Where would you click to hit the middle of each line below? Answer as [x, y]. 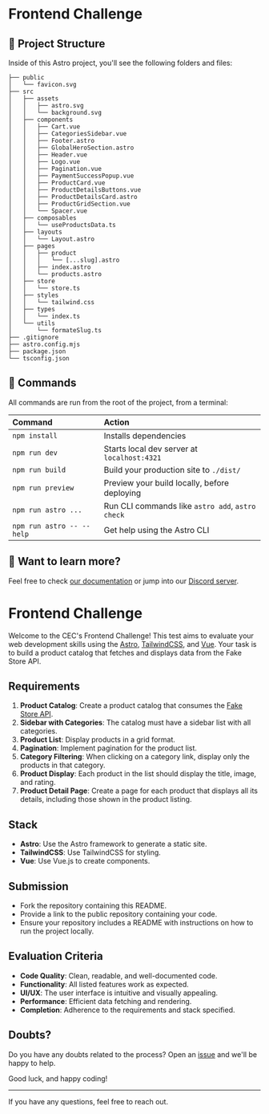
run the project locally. [57, 931]
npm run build [39, 470]
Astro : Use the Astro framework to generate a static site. [113, 844]
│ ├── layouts [35, 232]
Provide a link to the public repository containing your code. [118, 914]
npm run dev [35, 453]
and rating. [38, 783]
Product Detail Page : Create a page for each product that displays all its [139, 791]
